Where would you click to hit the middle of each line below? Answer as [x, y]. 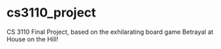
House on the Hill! [32, 39]
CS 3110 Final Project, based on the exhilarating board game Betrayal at [110, 32]
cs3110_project [51, 13]
